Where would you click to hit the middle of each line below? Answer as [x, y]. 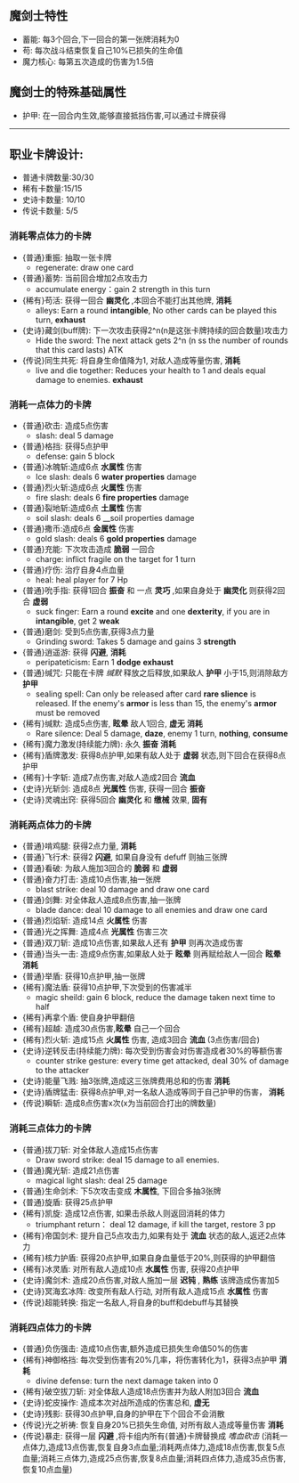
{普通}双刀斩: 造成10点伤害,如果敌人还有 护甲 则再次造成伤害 [133, 943]
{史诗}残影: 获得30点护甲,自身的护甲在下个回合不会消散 [123, 1414]
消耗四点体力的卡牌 [50, 1327]
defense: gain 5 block [75, 456]
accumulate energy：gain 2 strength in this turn [123, 289]
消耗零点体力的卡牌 [50, 236]
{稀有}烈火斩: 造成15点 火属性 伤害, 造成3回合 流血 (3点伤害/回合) [141, 1039]
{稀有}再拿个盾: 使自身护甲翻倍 [78, 1017]
